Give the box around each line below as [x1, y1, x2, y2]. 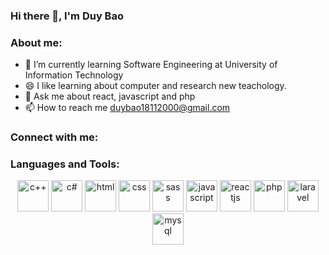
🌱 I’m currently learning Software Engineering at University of [24, 59, 278, 71]
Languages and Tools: [10, 157, 120, 171]
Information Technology [24, 69, 124, 81]
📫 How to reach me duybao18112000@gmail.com [24, 102, 231, 114]
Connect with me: [10, 130, 99, 144]
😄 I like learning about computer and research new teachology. [24, 80, 287, 92]
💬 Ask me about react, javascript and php [24, 90, 196, 103]
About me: [10, 35, 63, 49]
